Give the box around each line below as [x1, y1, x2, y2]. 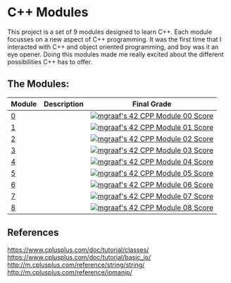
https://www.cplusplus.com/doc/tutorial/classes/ [7, 245, 149, 254]
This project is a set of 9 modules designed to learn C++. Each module [7, 28, 213, 36]
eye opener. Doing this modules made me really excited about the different [7, 50, 224, 59]
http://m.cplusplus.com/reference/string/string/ [7, 260, 145, 269]
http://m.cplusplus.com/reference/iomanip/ [7, 267, 132, 276]
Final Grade [132, 99, 172, 109]
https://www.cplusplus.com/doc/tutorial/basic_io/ [7, 253, 151, 261]
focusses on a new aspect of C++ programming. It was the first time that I [7, 35, 222, 43]
